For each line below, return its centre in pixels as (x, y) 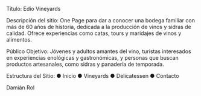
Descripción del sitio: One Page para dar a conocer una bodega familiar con (101, 20)
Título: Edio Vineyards (33, 9)
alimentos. (19, 40)
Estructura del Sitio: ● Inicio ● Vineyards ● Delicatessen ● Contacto (93, 76)
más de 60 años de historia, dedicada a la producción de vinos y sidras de (99, 27)
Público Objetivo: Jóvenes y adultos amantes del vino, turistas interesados (99, 51)
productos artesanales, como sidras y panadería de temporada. (85, 64)
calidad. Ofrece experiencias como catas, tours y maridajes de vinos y (94, 33)
